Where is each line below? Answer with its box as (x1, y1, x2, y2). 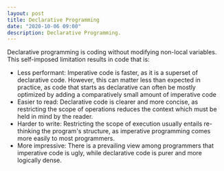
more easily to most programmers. (16, 135, 115, 143)
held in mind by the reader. (16, 113, 93, 121)
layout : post (7, 10, 45, 17)
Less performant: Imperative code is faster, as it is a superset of (16, 69, 198, 77)
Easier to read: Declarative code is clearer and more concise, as (16, 98, 199, 106)
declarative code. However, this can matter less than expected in (16, 76, 201, 84)
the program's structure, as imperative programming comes (41, 127, 211, 135)
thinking (16, 127, 41, 135)
